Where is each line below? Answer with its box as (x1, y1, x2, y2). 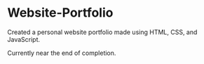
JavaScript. (7, 35, 41, 43)
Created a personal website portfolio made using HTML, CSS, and (7, 28, 198, 36)
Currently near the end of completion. (7, 49, 116, 57)
